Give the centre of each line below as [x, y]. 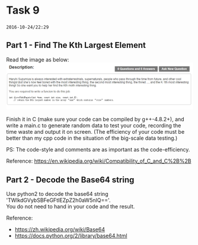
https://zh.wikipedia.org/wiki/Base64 [60, 230]
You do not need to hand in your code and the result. [71, 207]
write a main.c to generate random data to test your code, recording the [94, 125]
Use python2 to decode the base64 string [57, 194]
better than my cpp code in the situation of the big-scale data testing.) [92, 138]
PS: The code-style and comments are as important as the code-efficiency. [98, 150]
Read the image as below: [38, 59]
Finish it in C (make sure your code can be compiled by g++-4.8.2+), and [95, 120]
